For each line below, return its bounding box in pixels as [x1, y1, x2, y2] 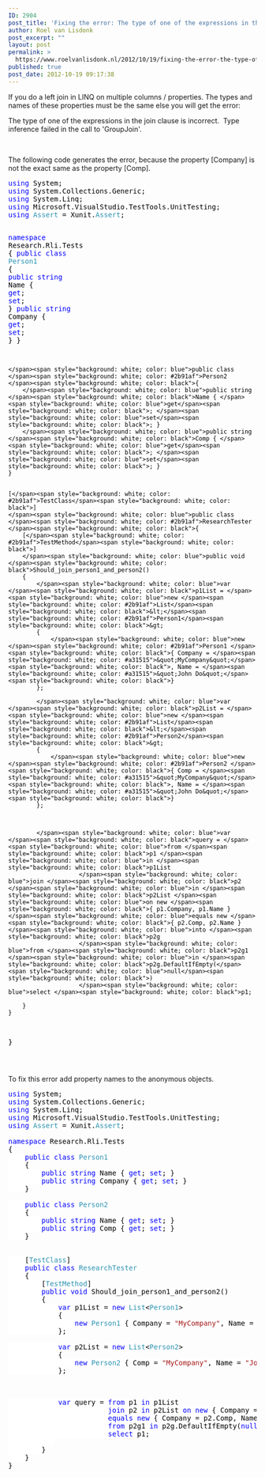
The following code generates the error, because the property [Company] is [8, 155, 255, 164]
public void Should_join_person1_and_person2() [41, 1286, 229, 1296]
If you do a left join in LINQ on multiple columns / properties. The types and [8, 92, 252, 101]
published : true [8, 63, 62, 71]
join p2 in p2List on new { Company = [107, 1405, 258, 1415]
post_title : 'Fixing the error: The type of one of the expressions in [8, 19, 248, 27]
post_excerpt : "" [8, 33, 65, 42]
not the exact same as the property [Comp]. [8, 163, 151, 172]
